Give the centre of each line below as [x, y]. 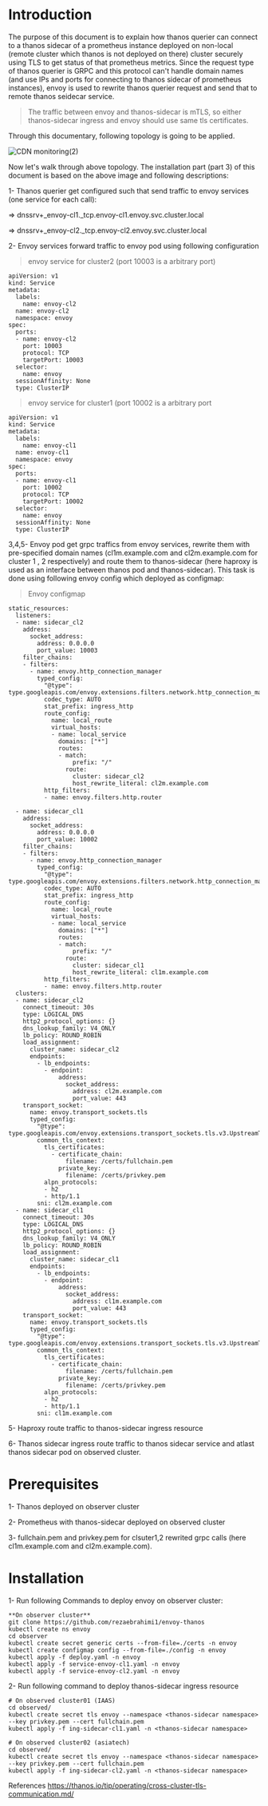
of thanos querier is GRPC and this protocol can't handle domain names [126, 70]
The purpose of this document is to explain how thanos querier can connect [133, 37]
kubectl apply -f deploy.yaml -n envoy [75, 1657]
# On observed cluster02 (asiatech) [69, 1742]
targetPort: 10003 [53, 360]
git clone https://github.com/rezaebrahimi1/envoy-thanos [106, 1622]
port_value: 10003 [67, 650]
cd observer [28, 1636]
